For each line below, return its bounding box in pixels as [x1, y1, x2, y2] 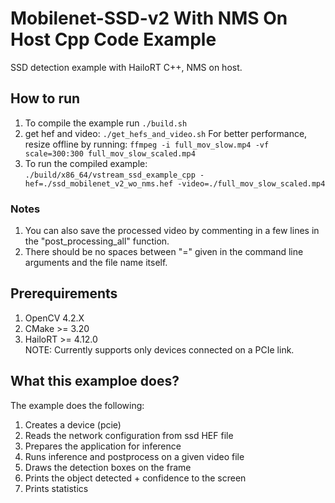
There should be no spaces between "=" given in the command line [24, 246, 304, 258]
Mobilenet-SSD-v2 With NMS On [10, 7, 288, 30]
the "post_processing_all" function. [24, 235, 170, 247]
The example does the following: [10, 399, 145, 411]
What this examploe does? [10, 373, 180, 390]
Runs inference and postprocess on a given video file [24, 450, 245, 462]
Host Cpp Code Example [10, 28, 217, 51]
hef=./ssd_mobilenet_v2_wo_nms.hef [24, 178, 174, 189]
